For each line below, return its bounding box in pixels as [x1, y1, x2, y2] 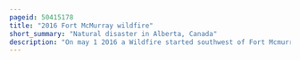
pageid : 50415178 [9, 12, 74, 22]
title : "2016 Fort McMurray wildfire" [9, 21, 154, 30]
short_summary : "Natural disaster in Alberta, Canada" [9, 29, 218, 38]
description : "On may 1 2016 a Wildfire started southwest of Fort [9, 37, 266, 47]
